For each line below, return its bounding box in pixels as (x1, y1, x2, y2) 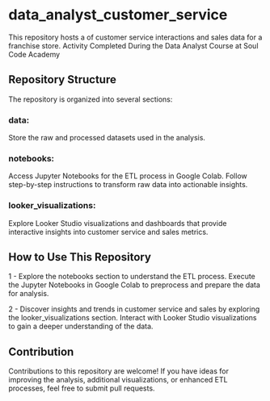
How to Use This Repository (8, 250, 152, 264)
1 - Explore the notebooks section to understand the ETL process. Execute (8, 272, 256, 282)
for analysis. (8, 289, 49, 299)
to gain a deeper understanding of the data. (8, 321, 154, 332)
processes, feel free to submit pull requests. (8, 383, 155, 393)
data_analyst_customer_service (8, 6, 228, 24)
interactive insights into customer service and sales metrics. (8, 227, 209, 236)
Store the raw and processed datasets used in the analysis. (8, 133, 206, 143)
